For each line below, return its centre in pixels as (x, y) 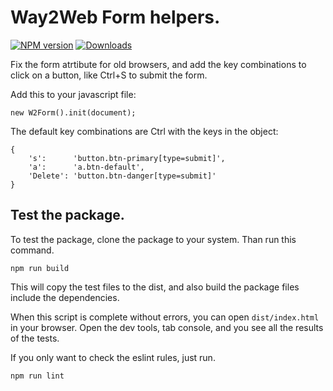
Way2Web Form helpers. (115, 17)
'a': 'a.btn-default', (86, 167)
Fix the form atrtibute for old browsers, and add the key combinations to (158, 64)
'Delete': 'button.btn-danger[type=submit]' (122, 176)
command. (32, 250)
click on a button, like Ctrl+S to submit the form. (109, 75)
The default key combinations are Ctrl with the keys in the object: (144, 131)
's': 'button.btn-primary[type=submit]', (127, 158)
